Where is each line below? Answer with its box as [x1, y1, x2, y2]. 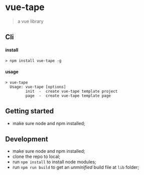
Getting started [5, 107, 54, 115]
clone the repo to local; [12, 153, 61, 160]
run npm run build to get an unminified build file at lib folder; [12, 164, 139, 170]
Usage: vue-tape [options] [10, 84, 66, 89]
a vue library [17, 18, 44, 24]
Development [5, 135, 49, 143]
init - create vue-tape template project [25, 89, 118, 94]
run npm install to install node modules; [12, 159, 96, 165]
